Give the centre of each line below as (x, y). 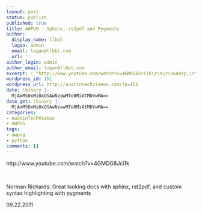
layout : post (23, 12)
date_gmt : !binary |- (33, 101)
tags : (13, 129)
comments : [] (23, 146)
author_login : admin (32, 62)
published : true (26, 23)
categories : (21, 113)
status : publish (26, 17)
